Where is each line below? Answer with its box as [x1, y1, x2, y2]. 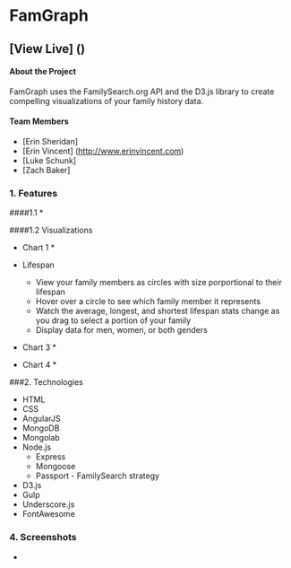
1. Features [9, 187, 58, 199]
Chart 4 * [21, 360, 57, 371]
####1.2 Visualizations [9, 225, 93, 236]
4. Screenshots [9, 531, 78, 544]
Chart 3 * [21, 342, 56, 353]
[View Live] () [9, 41, 86, 57]
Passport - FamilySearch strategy [35, 470, 159, 481]
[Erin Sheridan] [21, 135, 79, 146]
